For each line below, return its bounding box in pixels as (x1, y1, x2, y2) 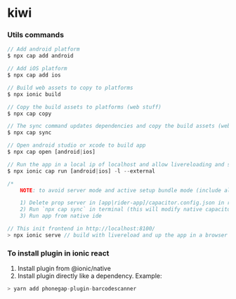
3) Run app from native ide (20, 213, 102, 220)
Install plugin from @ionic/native (17, 265, 111, 273)
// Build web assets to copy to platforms (7, 84, 133, 91)
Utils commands (7, 30, 65, 40)
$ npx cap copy (7, 110, 52, 117)
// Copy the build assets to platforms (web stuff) (7, 103, 162, 110)
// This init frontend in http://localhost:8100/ (7, 225, 156, 232)
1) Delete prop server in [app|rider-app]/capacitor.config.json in (20, 199, 225, 206)
